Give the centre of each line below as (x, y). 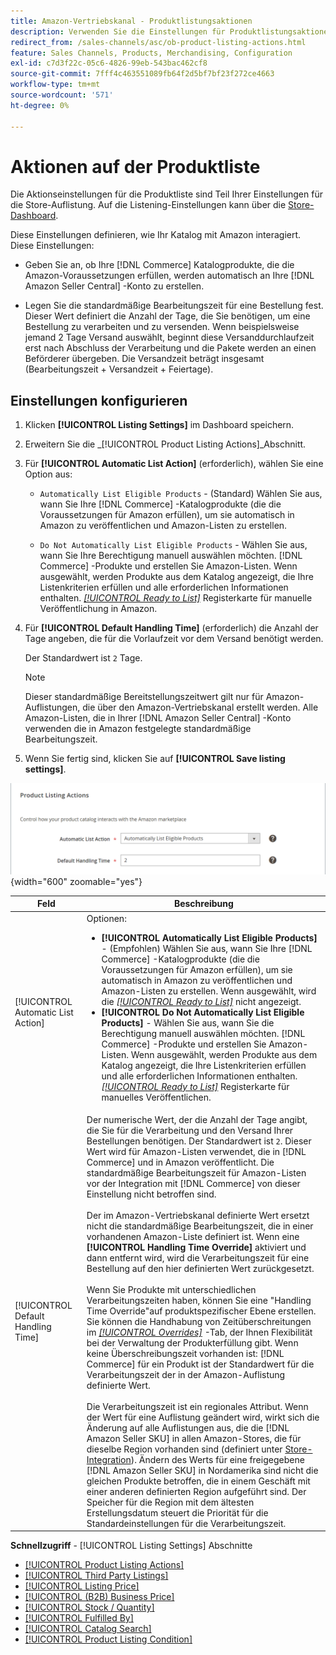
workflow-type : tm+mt (55, 85)
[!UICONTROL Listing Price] (82, 1586)
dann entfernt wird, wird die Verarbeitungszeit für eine (198, 1257)
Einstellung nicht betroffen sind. (151, 1194)
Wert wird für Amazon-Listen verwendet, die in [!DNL (196, 1151)
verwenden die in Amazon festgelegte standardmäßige (138, 729)
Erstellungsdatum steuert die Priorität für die (177, 1512)
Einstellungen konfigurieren (99, 400)
